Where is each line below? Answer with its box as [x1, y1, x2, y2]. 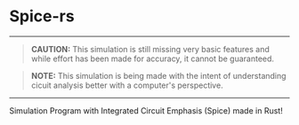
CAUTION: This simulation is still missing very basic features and [30, 43, 270, 54]
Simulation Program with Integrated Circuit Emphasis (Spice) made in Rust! [9, 105, 283, 116]
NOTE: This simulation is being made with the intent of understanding [30, 70, 287, 81]
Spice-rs [9, 6, 75, 27]
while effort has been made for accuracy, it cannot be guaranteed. [30, 53, 274, 64]
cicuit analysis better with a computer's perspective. [30, 80, 224, 90]
